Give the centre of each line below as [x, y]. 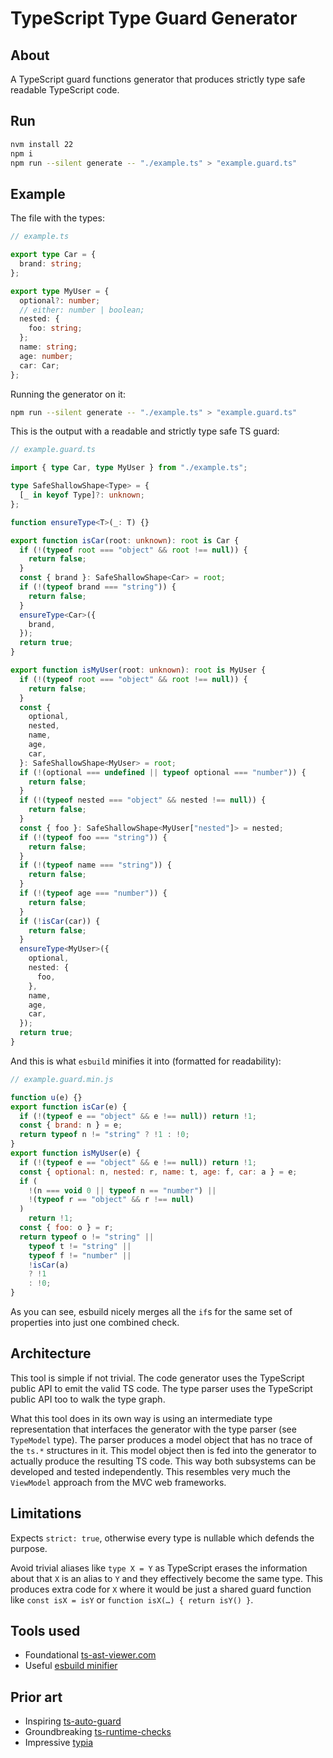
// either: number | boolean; [82, 310]
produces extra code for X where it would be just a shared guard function [161, 1589]
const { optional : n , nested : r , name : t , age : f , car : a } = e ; [158, 1172]
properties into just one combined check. [95, 1322]
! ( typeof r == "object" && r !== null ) [111, 1200]
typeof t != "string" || [80, 1246]
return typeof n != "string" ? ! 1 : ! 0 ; [104, 1135]
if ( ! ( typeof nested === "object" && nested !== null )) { [143, 800]
